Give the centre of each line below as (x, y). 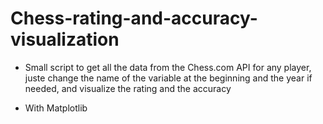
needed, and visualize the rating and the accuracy (128, 88)
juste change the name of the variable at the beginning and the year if (168, 78)
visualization (65, 39)
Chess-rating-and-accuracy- (134, 18)
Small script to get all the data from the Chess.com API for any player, (168, 67)
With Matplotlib (56, 108)
